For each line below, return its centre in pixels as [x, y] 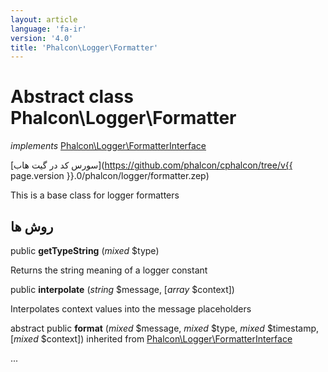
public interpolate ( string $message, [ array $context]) [122, 289]
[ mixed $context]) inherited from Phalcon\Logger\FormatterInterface [151, 339]
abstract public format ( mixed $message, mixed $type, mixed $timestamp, [165, 328]
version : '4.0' [42, 38]
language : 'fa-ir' [48, 29]
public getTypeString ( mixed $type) [85, 250]
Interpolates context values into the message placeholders [131, 309]
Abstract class [72, 97]
